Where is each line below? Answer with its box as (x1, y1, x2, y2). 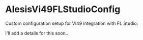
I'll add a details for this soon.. (5, 30, 69, 36)
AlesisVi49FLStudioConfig (5, 4, 121, 15)
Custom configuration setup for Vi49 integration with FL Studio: (5, 20, 138, 26)
